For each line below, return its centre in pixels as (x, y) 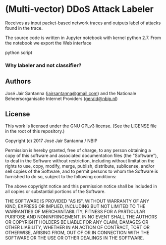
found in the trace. (24, 28)
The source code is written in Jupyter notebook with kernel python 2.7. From (83, 38)
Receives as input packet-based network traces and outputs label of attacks (83, 23)
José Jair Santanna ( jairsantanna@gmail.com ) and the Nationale (71, 93)
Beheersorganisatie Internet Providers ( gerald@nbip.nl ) (61, 98)
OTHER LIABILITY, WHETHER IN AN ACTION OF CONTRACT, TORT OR (77, 227)
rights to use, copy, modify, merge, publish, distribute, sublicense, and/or (80, 166)
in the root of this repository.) (35, 131)
